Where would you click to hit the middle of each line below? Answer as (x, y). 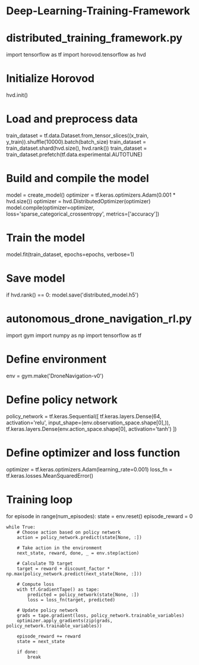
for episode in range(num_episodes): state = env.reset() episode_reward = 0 (99, 516)
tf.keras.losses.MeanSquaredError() (50, 475)
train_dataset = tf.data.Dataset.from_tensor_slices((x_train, (78, 135)
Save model (36, 278)
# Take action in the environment (59, 548)
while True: (21, 527)
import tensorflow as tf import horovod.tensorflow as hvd (76, 55)
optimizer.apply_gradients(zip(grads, (65, 620)
